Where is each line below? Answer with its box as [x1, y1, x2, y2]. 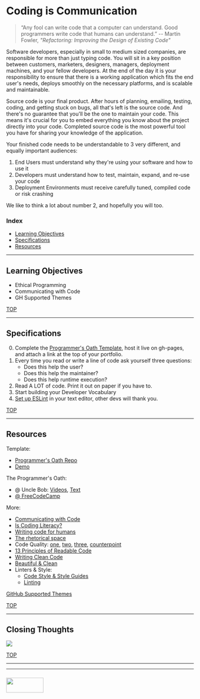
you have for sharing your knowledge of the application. [6, 129, 144, 136]
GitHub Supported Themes [6, 590, 73, 597]
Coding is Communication [6, 4, 137, 18]
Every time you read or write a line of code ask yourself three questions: [14, 357, 192, 364]
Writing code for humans [14, 528, 76, 535]
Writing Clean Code [14, 553, 64, 560]
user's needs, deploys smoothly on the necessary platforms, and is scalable [6, 79, 193, 87]
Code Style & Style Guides [23, 572, 89, 579]
